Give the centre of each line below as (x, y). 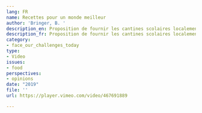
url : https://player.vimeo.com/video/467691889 (67, 96)
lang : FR (17, 12)
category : (19, 40)
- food (14, 68)
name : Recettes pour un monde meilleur (56, 17)
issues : (16, 62)
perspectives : (24, 73)
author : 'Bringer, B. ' (36, 23)
